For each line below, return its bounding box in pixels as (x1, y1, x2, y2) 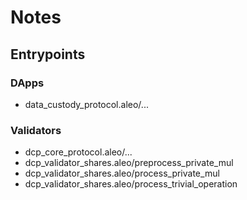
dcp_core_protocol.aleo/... (24, 146, 133, 158)
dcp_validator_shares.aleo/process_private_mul (24, 167, 220, 180)
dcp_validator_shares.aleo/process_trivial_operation (24, 178, 238, 190)
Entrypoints (10, 46, 86, 63)
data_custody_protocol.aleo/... (24, 98, 149, 110)
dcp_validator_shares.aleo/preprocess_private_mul (24, 157, 234, 169)
